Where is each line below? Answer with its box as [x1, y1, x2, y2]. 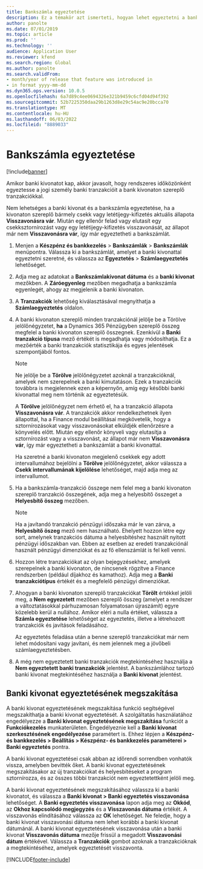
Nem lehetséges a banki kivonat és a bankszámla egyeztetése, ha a [6, 205, 175, 212]
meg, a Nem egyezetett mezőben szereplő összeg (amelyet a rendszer [14, 596, 193, 603]
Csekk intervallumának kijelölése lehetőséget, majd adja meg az [14, 466, 178, 473]
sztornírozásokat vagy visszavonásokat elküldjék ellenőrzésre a [14, 422, 174, 430]
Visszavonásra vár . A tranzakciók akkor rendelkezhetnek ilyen [14, 409, 172, 416]
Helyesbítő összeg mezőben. [14, 497, 89, 504]
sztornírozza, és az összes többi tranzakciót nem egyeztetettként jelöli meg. [6, 774, 195, 782]
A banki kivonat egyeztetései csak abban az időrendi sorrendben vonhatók [6, 755, 192, 762]
